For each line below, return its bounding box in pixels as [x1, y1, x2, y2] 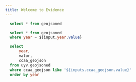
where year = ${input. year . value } [10, 35, 82, 40]
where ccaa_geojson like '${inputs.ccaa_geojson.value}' [10, 67, 132, 72]
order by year [10, 72, 39, 77]
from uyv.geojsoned [10, 62, 51, 68]
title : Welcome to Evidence [5, 7, 64, 13]
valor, [18, 53, 33, 58]
